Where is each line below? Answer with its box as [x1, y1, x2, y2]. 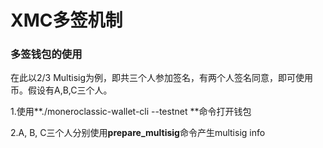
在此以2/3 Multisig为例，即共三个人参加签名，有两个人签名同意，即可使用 [10, 72, 314, 84]
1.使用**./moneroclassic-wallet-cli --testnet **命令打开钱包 [10, 106, 252, 118]
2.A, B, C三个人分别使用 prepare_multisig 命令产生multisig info [10, 127, 266, 139]
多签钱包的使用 [10, 47, 83, 61]
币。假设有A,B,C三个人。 [10, 84, 113, 96]
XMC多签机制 [10, 9, 123, 32]
